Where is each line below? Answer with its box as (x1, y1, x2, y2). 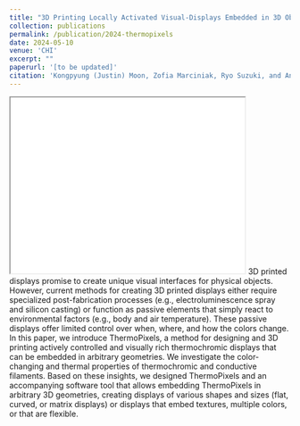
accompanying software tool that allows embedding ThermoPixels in (9, 380, 262, 390)
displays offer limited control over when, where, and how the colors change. (9, 322, 289, 333)
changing (9, 361, 45, 372)
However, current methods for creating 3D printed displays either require (9, 285, 278, 296)
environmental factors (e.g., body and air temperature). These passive (9, 313, 268, 324)
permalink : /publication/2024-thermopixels (9, 29, 174, 38)
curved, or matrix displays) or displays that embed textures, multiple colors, (9, 398, 287, 409)
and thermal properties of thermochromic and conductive (46, 361, 257, 372)
